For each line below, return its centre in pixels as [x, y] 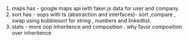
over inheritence [31, 33]
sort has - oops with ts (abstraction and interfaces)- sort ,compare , [94, 14]
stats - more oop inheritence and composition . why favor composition [97, 27]
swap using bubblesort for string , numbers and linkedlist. [81, 20]
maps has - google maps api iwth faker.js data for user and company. [95, 8]
